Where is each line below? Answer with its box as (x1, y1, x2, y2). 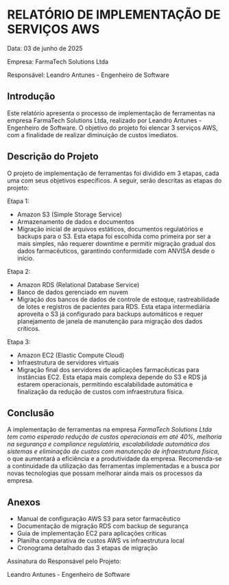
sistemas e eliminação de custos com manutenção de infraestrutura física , (7, 447, 219, 456)
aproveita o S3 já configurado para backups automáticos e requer (16, 310, 204, 318)
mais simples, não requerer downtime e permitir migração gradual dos (16, 239, 216, 247)
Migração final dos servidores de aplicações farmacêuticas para (16, 365, 200, 374)
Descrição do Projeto (7, 151, 99, 163)
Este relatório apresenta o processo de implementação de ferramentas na (7, 108, 216, 117)
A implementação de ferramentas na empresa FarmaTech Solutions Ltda (7, 426, 213, 434)
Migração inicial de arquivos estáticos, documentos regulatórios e (16, 225, 204, 233)
